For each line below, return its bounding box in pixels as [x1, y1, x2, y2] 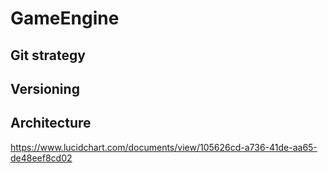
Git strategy [10, 47, 86, 64]
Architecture [10, 115, 92, 132]
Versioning [10, 80, 80, 97]
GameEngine [10, 7, 120, 30]
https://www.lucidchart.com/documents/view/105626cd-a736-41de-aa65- [10, 141, 318, 153]
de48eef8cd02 [10, 152, 73, 164]
